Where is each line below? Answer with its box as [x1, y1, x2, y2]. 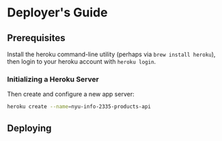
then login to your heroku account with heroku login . [7, 57, 156, 66]
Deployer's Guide [7, 5, 108, 21]
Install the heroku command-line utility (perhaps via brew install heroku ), [7, 50, 216, 58]
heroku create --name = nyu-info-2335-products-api [7, 103, 152, 110]
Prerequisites [7, 32, 66, 44]
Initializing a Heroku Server [7, 74, 99, 84]
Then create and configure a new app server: [7, 90, 135, 99]
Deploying [7, 122, 52, 134]
